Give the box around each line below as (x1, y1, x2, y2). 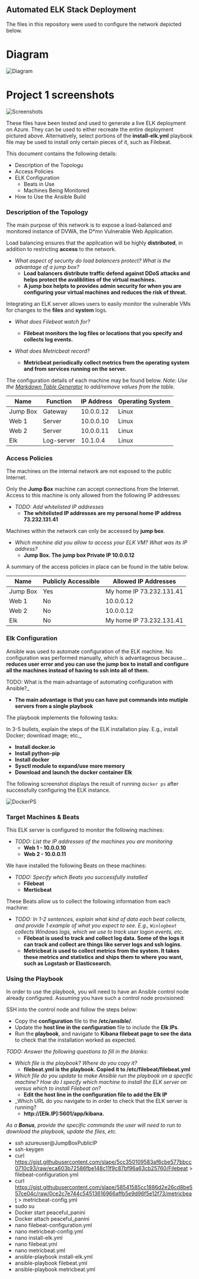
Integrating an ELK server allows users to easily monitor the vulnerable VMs (6, 300, 191, 307)
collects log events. (23, 336, 73, 343)
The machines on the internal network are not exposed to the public (6, 468, 172, 475)
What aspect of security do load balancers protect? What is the (14, 257, 171, 264)
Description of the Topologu (14, 161, 84, 168)
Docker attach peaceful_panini (14, 1215, 90, 1222)
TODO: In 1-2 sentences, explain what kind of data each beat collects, (14, 916, 187, 923)
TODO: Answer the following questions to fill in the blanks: (6, 1048, 149, 1055)
